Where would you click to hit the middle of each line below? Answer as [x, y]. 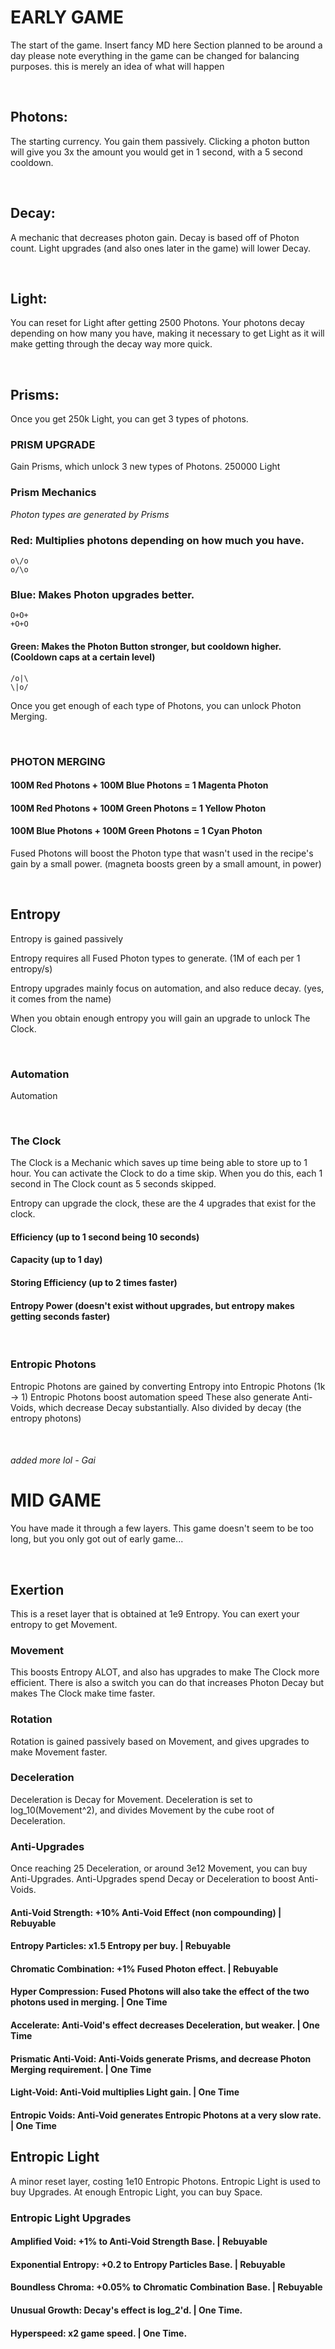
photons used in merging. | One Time [89, 2002]
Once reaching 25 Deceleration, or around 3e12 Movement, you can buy [159, 1868]
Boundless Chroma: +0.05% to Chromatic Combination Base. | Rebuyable [166, 2287]
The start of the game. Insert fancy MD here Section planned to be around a [166, 45]
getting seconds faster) [60, 1316]
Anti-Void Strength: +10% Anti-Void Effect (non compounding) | [146, 1912]
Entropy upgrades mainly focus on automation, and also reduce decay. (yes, [167, 988]
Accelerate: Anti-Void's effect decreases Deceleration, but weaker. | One [165, 2025]
